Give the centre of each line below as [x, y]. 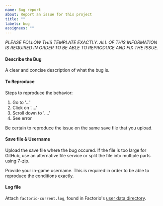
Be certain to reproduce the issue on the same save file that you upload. [79, 128]
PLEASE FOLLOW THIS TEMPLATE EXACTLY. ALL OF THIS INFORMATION [81, 42]
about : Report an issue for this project [49, 14]
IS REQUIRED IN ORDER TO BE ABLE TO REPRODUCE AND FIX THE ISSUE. [82, 48]
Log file [13, 187]
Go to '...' [21, 102]
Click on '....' [25, 107]
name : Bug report [23, 10]
